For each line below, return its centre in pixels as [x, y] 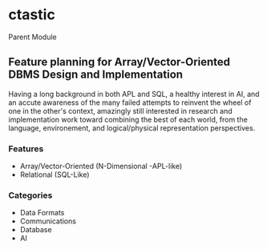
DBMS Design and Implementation [95, 75]
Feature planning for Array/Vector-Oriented [119, 62]
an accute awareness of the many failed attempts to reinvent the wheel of [130, 102]
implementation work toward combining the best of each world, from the [128, 119]
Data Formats [42, 213]
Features [26, 148]
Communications [48, 221]
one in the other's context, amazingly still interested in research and [120, 110]
